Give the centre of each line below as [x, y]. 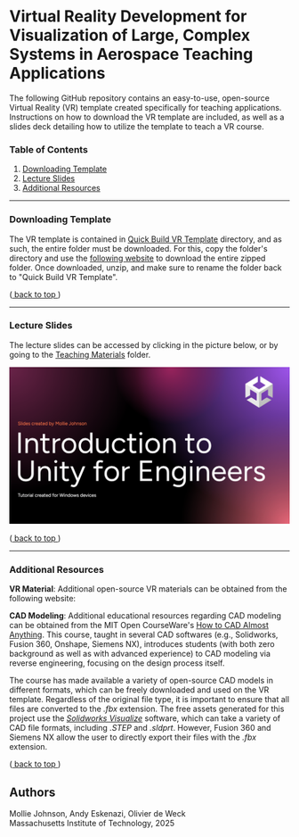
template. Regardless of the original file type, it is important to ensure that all [149, 700]
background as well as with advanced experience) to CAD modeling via [140, 654]
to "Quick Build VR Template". [64, 277]
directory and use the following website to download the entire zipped [137, 258]
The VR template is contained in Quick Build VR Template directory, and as [145, 239]
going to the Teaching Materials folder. [80, 354]
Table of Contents [49, 149]
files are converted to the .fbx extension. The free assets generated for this [147, 709]
